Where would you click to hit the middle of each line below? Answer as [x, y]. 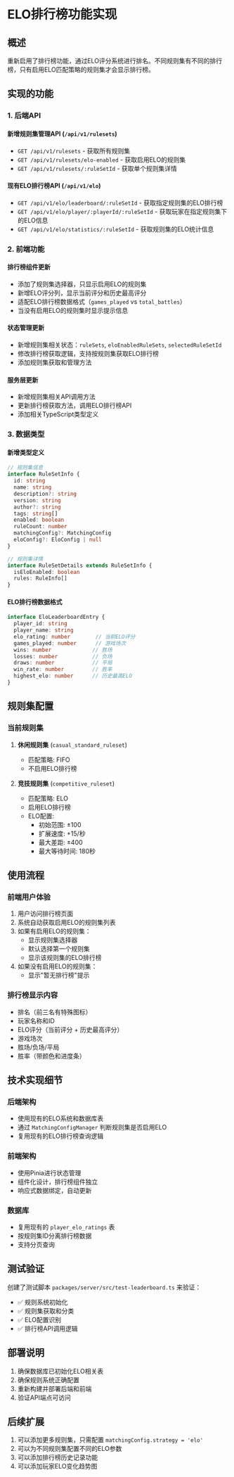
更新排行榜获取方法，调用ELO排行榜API [74, 406]
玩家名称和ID [36, 1021]
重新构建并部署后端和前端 [54, 1388]
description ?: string [45, 494]
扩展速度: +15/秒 [62, 833]
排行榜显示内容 [33, 995]
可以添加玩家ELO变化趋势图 [57, 1466]
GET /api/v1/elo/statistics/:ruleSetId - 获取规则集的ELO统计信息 [116, 229]
